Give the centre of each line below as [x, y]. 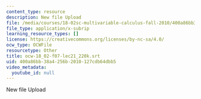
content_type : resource [36, 12]
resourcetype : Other [32, 51]
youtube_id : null [33, 73]
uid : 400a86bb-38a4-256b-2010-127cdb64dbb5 [61, 61]
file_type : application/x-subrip [48, 28]
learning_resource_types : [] [42, 34]
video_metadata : [26, 67]
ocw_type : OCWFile [29, 45]
